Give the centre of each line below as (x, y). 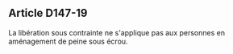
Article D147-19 (48, 13)
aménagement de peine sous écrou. (68, 41)
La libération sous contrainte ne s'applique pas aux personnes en (117, 32)
